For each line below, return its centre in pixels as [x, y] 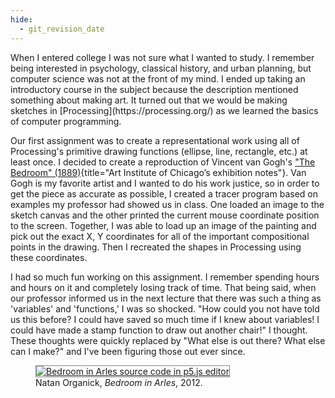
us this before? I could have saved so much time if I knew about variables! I [165, 319]
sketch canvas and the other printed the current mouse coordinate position [165, 215]
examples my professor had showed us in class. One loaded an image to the [167, 204]
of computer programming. [66, 121]
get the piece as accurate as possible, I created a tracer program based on [164, 193]
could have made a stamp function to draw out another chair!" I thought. [159, 330]
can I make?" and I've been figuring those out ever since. [128, 351]
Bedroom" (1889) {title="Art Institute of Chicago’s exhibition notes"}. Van [158, 172]
